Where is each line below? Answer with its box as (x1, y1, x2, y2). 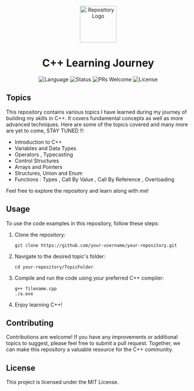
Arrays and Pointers (14, 163, 63, 170)
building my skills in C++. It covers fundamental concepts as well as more (6, 114, 183, 121)
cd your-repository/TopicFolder (14, 264, 93, 270)
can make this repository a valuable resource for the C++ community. (6, 346, 174, 353)
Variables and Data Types (14, 144, 77, 152)
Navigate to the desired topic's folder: (14, 253, 106, 260)
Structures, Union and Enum (14, 169, 83, 176)
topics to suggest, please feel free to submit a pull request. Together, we (6, 340, 181, 347)
